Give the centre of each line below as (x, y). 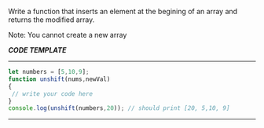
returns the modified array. (51, 20)
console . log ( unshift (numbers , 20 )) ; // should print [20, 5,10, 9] (119, 108)
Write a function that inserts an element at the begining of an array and (123, 11)
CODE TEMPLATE (37, 50)
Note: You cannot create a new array (68, 35)
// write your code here (52, 93)
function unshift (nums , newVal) (59, 79)
